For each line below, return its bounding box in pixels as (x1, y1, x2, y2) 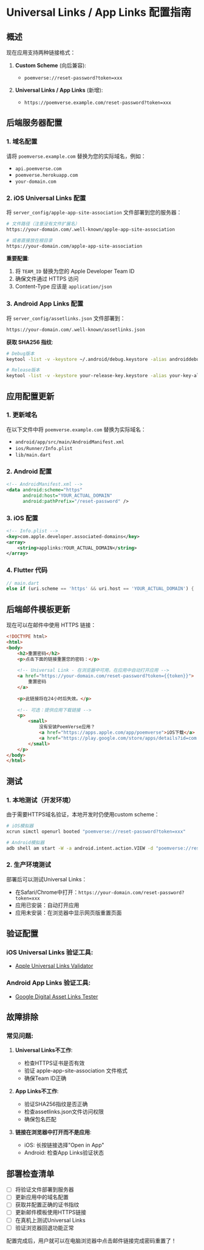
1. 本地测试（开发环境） (6, 796, 75, 804)
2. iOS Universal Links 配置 (6, 194, 86, 202)
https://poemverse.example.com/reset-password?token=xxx (24, 100, 172, 106)
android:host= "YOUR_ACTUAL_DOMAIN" (22, 493, 113, 499)
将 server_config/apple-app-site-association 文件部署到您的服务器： (6, 208, 182, 216)
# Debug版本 (6, 350, 35, 357)
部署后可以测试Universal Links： (6, 875, 87, 883)
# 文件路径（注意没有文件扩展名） (6, 220, 80, 227)
